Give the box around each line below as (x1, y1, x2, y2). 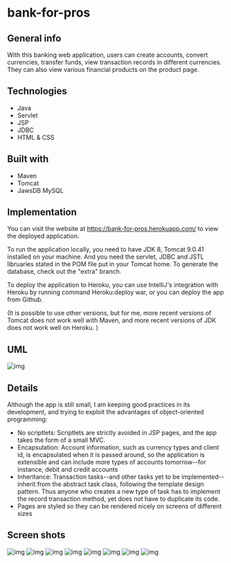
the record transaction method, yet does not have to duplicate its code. (17, 495, 220, 503)
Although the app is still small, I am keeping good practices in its (7, 400, 190, 409)
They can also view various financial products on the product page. (7, 66, 199, 73)
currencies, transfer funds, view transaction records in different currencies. (7, 58, 222, 66)
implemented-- (181, 472, 225, 481)
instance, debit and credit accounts (17, 465, 118, 474)
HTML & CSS (17, 133, 55, 141)
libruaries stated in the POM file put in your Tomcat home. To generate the (7, 260, 219, 268)
